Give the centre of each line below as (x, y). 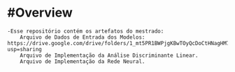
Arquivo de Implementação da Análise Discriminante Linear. (109, 55)
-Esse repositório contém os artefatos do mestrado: (86, 31)
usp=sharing (24, 49)
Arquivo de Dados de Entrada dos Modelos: (83, 37)
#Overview (40, 13)
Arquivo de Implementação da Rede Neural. (83, 61)
